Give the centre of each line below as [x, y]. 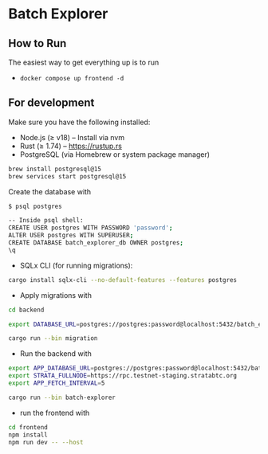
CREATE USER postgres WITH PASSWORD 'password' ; [91, 228]
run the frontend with [55, 413]
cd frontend [28, 427]
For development [51, 103]
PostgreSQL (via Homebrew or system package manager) [114, 154]
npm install [28, 435]
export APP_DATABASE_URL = [51, 368]
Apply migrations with [55, 295]
